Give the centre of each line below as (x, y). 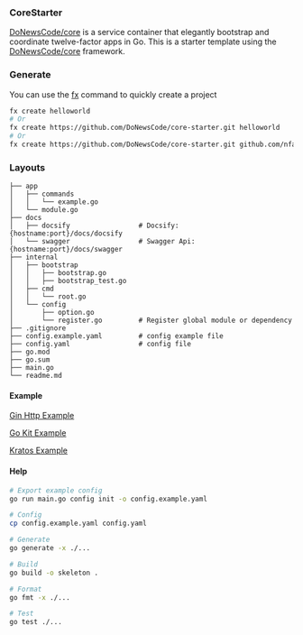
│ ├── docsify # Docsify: (94, 226)
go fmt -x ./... (40, 597)
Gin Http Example (42, 416)
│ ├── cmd (32, 289)
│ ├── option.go (52, 313)
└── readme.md (36, 376)
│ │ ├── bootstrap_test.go (68, 281)
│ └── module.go (44, 210)
